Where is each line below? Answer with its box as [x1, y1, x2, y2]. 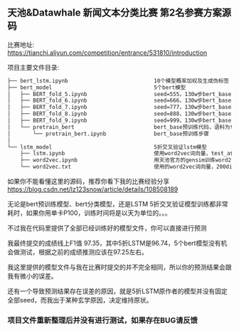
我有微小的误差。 [7, 272, 58, 280]
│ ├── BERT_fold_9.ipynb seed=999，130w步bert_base [7, 117, 232, 125]
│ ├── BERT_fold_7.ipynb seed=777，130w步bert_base [7, 104, 232, 111]
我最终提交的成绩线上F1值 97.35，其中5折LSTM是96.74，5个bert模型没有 [7, 239, 221, 248]
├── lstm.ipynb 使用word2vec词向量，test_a [20, 150, 230, 157]
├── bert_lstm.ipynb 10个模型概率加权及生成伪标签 [7, 77, 230, 84]
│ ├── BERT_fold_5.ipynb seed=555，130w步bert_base [7, 90, 232, 98]
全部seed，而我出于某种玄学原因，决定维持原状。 [7, 296, 153, 305]
